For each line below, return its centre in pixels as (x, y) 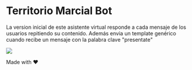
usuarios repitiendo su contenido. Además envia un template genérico (91, 33)
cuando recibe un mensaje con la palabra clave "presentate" (80, 39)
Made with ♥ (22, 62)
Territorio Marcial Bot (59, 11)
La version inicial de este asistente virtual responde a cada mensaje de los (96, 27)
